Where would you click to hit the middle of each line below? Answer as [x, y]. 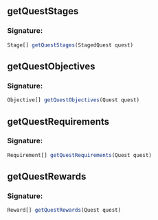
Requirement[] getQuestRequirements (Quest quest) [80, 155]
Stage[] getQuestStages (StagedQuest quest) [70, 45]
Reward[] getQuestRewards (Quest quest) [64, 210]
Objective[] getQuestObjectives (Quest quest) [73, 100]
